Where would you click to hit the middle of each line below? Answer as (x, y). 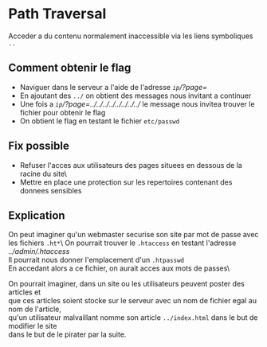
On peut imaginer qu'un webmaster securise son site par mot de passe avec (133, 235)
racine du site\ (43, 173)
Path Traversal (57, 14)
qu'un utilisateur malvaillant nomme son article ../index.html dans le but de (133, 318)
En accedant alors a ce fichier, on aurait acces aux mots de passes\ (119, 268)
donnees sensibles (51, 190)
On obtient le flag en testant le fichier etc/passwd (100, 121)
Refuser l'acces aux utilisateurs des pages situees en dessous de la (131, 165)
